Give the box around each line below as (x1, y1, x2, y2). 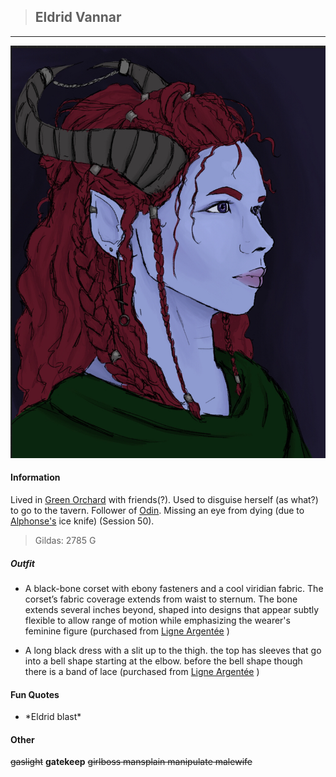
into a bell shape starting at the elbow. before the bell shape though (24, 655, 303, 667)
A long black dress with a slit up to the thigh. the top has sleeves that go (24, 644, 322, 656)
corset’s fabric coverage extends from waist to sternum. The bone (24, 593, 298, 605)
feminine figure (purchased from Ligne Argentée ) (24, 625, 230, 637)
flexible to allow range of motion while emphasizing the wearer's (24, 614, 291, 626)
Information (10, 471, 61, 484)
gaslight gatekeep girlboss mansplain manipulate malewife (10, 756, 253, 768)
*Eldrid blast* (24, 711, 82, 723)
